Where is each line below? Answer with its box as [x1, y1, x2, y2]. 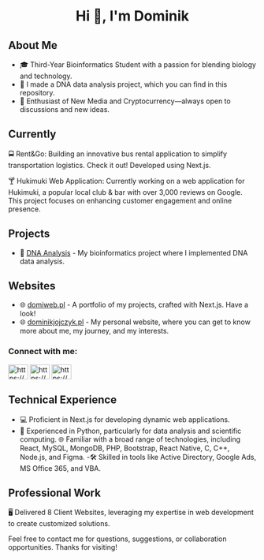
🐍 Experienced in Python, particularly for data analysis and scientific [19, 426, 242, 435]
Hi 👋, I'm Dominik [76, 7, 189, 25]
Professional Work [8, 486, 101, 499]
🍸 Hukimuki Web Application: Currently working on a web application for [8, 176, 245, 185]
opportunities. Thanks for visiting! [8, 543, 118, 552]
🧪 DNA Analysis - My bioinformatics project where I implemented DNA [19, 248, 248, 257]
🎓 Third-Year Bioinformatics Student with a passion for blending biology [19, 60, 256, 69]
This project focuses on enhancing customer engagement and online [8, 196, 232, 205]
